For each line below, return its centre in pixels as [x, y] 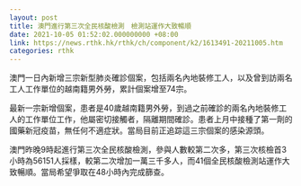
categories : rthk [42, 51]
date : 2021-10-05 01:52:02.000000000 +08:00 [94, 34]
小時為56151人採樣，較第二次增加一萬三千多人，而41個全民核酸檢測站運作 [146, 161]
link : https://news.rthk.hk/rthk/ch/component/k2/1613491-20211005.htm [146, 43]
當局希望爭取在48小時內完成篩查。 [104, 173]
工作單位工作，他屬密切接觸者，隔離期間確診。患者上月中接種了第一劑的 [159, 120]
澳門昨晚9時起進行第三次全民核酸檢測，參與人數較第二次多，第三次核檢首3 [148, 150]
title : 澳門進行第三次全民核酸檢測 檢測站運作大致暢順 [100, 26]
